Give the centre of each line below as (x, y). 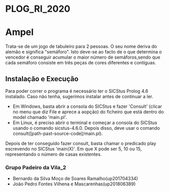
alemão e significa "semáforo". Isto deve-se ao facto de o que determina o (84, 52)
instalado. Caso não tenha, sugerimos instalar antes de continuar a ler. (79, 96)
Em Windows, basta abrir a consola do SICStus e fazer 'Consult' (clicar (87, 106)
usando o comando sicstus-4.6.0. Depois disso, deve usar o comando (86, 128)
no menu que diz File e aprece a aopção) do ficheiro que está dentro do (88, 112)
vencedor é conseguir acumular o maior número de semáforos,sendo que (83, 57)
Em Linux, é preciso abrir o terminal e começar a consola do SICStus (85, 123)
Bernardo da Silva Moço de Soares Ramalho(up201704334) (75, 179)
